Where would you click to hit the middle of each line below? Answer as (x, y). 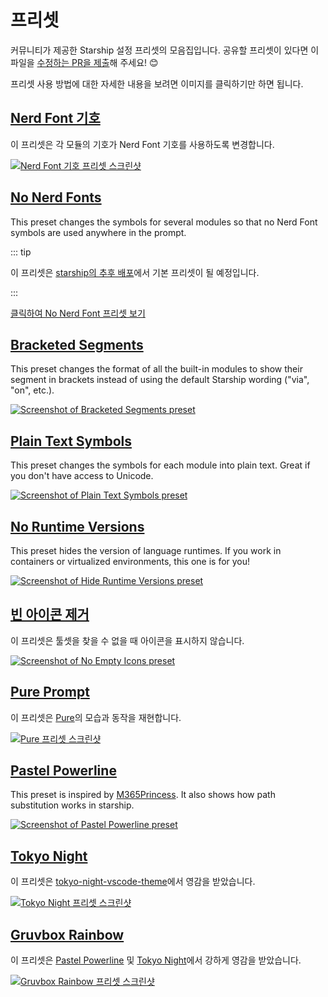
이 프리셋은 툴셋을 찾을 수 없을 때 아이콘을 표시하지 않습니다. (127, 640)
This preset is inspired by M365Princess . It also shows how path (143, 795)
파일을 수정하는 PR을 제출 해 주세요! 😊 (84, 62)
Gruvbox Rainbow (67, 934)
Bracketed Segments (77, 344)
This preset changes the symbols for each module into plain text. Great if (160, 465)
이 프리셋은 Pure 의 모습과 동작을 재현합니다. (96, 717)
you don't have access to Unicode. (82, 476)
